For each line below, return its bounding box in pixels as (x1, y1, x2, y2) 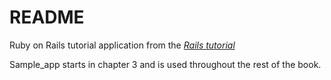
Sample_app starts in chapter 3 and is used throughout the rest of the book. (9, 58, 322, 70)
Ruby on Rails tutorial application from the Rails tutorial (9, 39, 236, 51)
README (9, 6, 85, 29)
